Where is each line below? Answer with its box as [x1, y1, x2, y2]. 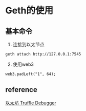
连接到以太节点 [12, 42, 45, 47]
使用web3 [12, 61, 34, 67]
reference [5, 85, 37, 94]
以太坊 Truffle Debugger [5, 100, 56, 106]
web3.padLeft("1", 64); [5, 71, 56, 77]
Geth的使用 [5, 5, 54, 16]
